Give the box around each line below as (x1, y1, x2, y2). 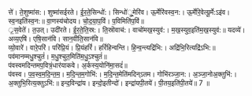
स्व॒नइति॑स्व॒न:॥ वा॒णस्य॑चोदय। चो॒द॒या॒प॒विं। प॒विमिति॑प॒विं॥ (8, 17, 144, 25)
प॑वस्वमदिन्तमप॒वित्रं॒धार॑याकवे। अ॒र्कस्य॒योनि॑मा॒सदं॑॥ (8, 61, 128, 70)
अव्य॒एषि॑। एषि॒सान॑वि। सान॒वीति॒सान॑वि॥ (8, 34, 104, 43)
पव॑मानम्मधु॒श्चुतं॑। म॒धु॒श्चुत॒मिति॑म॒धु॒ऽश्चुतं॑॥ (8, 52, 108, 61)
